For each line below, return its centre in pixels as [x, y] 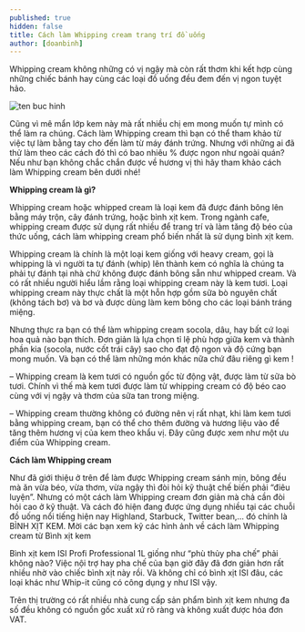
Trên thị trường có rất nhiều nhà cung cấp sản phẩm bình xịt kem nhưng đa [149, 600]
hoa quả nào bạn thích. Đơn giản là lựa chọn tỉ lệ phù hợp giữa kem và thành [152, 340]
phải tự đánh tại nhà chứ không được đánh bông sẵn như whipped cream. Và [153, 273]
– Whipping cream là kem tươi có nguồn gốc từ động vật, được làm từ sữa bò [153, 377]
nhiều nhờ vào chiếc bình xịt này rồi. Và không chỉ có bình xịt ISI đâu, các [147, 573]
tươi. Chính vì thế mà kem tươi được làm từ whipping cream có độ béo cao [148, 386]
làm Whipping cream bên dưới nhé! [75, 172]
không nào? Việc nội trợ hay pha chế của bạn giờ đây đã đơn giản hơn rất [147, 563]
